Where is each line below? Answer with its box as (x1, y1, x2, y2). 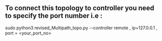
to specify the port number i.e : (5, 12, 103, 20)
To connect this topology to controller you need (5, 4, 155, 12)
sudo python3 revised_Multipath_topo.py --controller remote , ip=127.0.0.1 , (5, 25, 158, 31)
